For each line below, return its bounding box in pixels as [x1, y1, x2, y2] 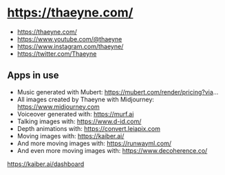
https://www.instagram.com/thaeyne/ [17, 42, 124, 50]
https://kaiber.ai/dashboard [7, 160, 85, 168]
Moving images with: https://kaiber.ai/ [17, 132, 125, 140]
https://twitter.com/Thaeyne [17, 50, 97, 58]
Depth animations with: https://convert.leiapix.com [17, 124, 160, 132]
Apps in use [7, 70, 59, 81]
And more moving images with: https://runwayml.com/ [17, 139, 172, 147]
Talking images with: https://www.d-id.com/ [17, 117, 142, 125]
